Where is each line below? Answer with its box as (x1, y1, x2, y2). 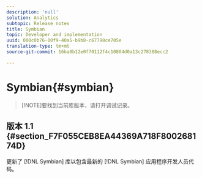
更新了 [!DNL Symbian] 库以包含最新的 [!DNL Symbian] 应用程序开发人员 (6, 157, 189, 165)
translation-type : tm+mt (6, 43, 70, 50)
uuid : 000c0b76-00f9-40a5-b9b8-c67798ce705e (6, 37, 122, 43)
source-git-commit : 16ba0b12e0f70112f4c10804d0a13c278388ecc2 (6, 49, 168, 55)
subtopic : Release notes (6, 20, 70, 26)
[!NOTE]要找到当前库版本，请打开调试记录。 (21, 102, 133, 109)
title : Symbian (6, 26, 45, 32)
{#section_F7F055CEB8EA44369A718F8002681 (6, 131, 196, 141)
